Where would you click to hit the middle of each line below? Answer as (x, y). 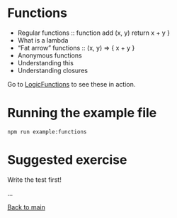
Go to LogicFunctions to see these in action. (72, 84)
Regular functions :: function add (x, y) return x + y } (93, 33)
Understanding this (46, 62)
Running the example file (82, 113)
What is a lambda (43, 40)
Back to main (27, 207)
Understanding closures (53, 70)
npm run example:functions (47, 132)
